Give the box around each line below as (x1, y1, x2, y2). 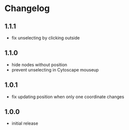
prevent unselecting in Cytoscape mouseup (11, 67, 99, 72)
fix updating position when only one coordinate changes (11, 94, 125, 100)
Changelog (4, 3, 50, 14)
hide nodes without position (11, 61, 67, 68)
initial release (11, 120, 38, 126)
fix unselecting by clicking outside (11, 35, 80, 41)
